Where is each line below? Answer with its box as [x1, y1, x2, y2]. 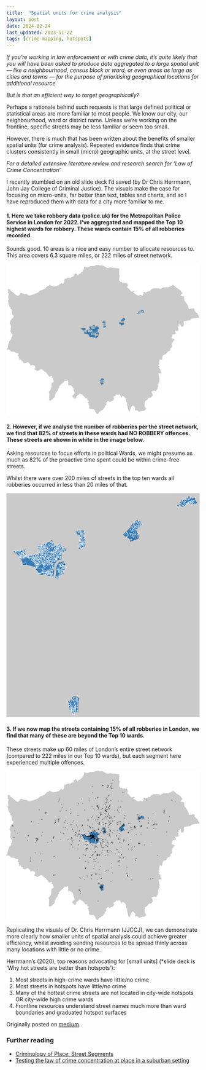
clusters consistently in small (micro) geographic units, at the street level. [6, 148, 191, 155]
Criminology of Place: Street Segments [15, 1050, 113, 1057]
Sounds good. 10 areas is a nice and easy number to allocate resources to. [6, 245, 195, 253]
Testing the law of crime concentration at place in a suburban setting [15, 1056, 190, 1064]
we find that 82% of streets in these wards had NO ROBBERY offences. [6, 429, 190, 436]
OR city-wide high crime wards [15, 996, 94, 1003]
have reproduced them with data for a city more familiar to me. [6, 198, 164, 205]
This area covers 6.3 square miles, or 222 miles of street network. [6, 252, 173, 259]
